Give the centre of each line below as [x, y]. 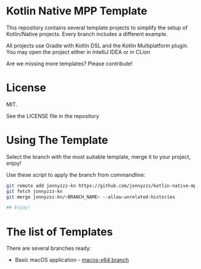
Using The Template [57, 140]
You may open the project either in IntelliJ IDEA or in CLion [78, 52]
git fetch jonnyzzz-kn [34, 191]
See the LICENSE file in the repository [53, 116]
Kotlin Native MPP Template [77, 11]
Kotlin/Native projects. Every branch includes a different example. [87, 34]
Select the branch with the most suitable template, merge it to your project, [98, 156]
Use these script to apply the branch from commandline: [76, 174]
